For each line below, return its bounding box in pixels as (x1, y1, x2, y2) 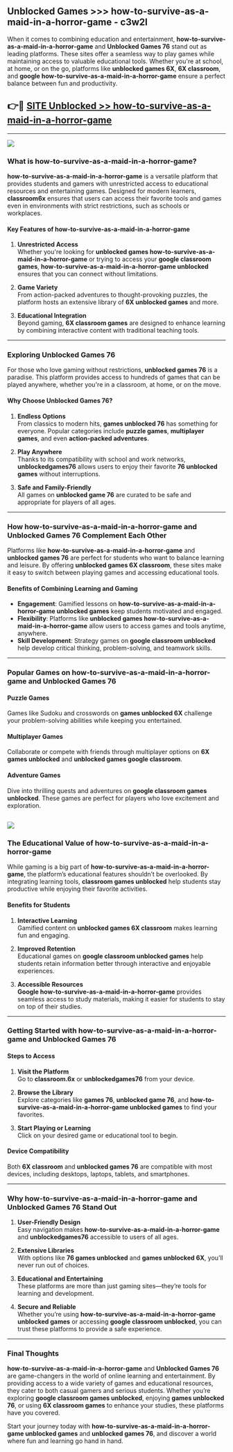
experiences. (17, 967, 55, 975)
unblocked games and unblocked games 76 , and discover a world (25, 1430, 217, 1438)
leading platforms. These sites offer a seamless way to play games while (7, 49, 215, 58)
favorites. (17, 1110, 45, 1119)
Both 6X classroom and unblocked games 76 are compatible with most (7, 1162, 213, 1171)
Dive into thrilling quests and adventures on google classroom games (7, 786, 207, 794)
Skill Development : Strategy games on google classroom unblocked (17, 637, 216, 645)
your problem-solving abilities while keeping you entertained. (7, 717, 182, 725)
